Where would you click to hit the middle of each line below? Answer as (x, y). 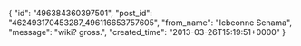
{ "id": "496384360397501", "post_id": (81, 13)
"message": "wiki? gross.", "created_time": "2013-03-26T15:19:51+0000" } (147, 32)
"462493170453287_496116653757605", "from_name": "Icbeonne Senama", (150, 23)
